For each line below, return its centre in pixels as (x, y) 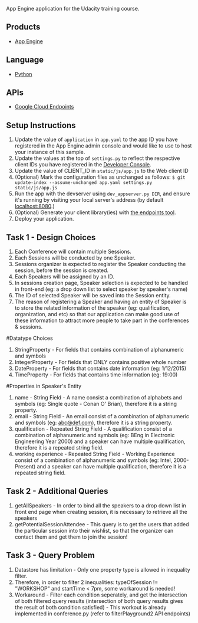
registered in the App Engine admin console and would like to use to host (103, 146)
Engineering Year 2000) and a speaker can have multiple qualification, (100, 441)
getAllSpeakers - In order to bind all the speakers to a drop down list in (100, 505)
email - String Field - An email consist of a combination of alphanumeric (102, 417)
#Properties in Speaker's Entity (44, 386)
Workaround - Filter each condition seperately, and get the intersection (101, 595)
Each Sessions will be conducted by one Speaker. (75, 258)
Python (23, 74)
